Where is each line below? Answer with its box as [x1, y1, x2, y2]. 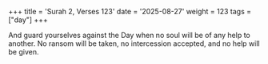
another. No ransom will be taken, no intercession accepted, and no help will [8, 39, 260, 48]
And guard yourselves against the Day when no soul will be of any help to [8, 31, 250, 40]
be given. [8, 47, 39, 56]
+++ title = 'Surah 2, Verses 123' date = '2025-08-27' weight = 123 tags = [8, 7, 252, 16]
